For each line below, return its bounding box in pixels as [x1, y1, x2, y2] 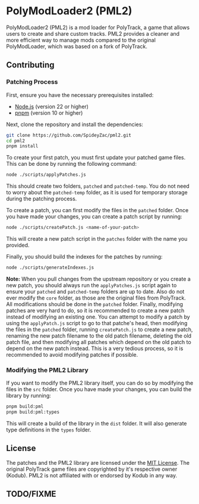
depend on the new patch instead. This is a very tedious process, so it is [6, 345, 184, 352]
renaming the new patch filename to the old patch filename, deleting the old [6, 332, 192, 339]
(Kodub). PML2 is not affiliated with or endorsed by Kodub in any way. [6, 471, 177, 479]
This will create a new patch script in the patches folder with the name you [6, 235, 188, 242]
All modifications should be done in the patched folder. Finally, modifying [6, 300, 183, 307]
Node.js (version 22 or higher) [14, 103, 89, 110]
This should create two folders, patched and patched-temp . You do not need [6, 182, 190, 190]
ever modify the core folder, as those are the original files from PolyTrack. [6, 294, 186, 301]
